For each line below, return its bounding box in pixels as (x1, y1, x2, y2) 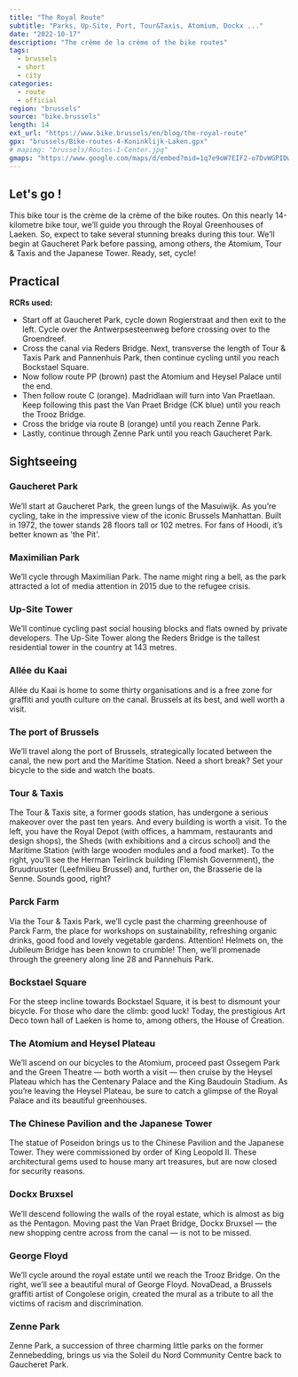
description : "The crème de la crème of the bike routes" (9, 37, 228, 47)
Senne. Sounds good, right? (9, 874, 111, 884)
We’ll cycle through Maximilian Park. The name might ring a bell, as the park (9, 571, 286, 583)
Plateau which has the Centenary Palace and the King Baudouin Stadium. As (9, 1076, 288, 1087)
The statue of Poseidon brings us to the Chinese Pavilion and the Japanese (9, 1138, 285, 1148)
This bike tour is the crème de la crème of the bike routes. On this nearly (9, 210, 273, 221)
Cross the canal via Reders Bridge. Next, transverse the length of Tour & (21, 343, 286, 354)
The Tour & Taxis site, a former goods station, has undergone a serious (9, 807, 269, 818)
